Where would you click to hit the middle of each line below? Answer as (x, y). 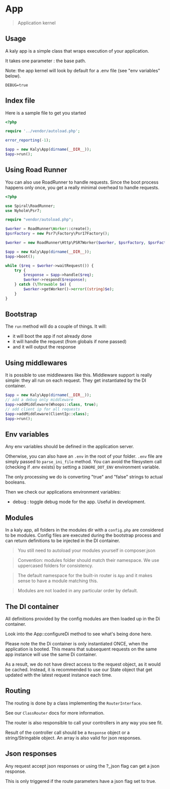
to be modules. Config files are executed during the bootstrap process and (83, 535)
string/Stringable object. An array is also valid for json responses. (73, 738)
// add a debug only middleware (39, 400)
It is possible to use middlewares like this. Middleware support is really (79, 375)
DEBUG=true (17, 85)
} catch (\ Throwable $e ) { (43, 284)
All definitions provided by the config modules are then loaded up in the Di (83, 619)
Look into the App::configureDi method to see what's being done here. (79, 634)
